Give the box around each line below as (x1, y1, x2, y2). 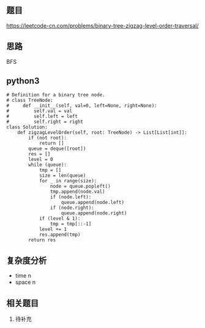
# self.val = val (6, 108, 72, 114)
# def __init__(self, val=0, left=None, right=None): (6, 103, 157, 109)
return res (28, 237, 56, 243)
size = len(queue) (39, 173, 86, 179)
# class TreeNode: (6, 97, 53, 104)
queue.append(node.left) (61, 200, 124, 206)
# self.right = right (6, 119, 84, 125)
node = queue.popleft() (50, 183, 111, 190)
